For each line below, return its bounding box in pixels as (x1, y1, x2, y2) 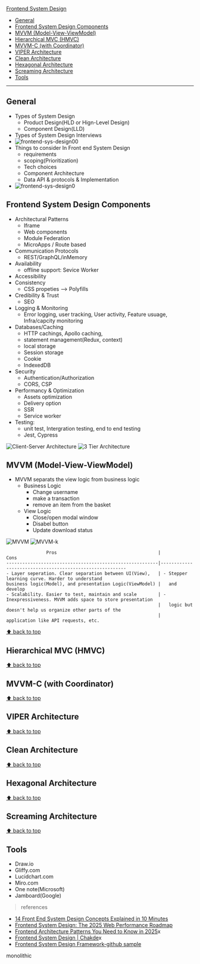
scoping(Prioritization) (23, 156, 79, 164)
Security (14, 367, 36, 375)
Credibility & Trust (14, 291, 60, 299)
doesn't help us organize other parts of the (6, 607, 121, 613)
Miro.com (14, 879, 39, 886)
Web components (23, 228, 67, 235)
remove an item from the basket (32, 501, 111, 508)
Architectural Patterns (14, 215, 69, 223)
